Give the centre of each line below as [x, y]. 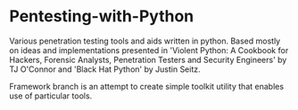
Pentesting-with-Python [102, 16]
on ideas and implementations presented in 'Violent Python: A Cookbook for [149, 50]
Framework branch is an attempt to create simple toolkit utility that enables [146, 86]
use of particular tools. [51, 96]
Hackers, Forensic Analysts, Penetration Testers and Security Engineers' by [148, 59]
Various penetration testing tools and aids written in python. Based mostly [145, 41]
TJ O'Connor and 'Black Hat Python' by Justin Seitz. [105, 69]
